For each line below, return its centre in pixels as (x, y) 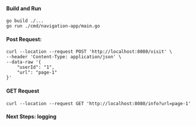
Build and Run (24, 8)
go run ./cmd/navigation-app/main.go (53, 26)
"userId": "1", (36, 67)
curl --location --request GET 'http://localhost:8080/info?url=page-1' (99, 103)
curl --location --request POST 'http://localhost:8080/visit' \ (89, 52)
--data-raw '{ (24, 62)
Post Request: (24, 39)
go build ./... (25, 21)
